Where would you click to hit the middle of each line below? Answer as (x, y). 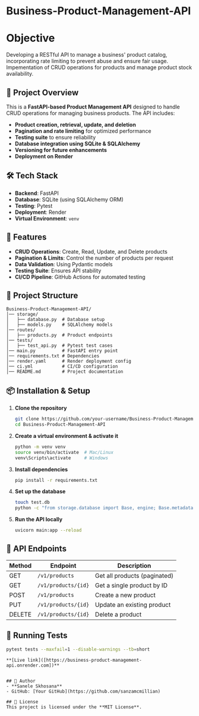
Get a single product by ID (131, 585)
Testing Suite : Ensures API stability (58, 270)
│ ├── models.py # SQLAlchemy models (59, 325)
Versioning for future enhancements (61, 150)
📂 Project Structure (42, 295)
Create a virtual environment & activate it (67, 435)
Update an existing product (133, 605)
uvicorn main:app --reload (48, 530)
